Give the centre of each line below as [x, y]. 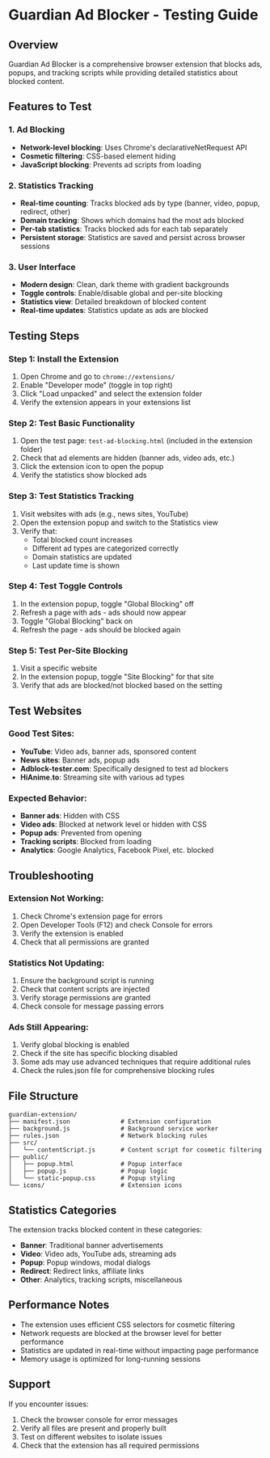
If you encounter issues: [49, 1404]
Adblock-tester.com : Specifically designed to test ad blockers [124, 768]
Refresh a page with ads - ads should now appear [103, 612]
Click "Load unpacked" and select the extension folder [111, 393]
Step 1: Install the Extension [64, 359]
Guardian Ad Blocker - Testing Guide [133, 15]
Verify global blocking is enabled [74, 1045]
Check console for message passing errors [92, 1006]
